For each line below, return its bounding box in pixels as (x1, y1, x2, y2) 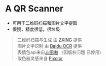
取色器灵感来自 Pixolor (17, 55, 63, 61)
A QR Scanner (5, 3, 64, 14)
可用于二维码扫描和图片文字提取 (12, 20, 77, 26)
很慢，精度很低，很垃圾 (12, 26, 60, 32)
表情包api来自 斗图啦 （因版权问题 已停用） (17, 49, 104, 55)
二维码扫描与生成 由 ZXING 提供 (17, 37, 82, 43)
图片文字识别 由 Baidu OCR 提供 (17, 43, 82, 49)
